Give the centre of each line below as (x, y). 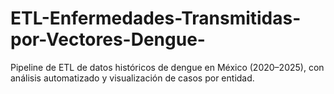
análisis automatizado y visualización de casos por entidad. (132, 78)
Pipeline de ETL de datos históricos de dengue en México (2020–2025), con (167, 67)
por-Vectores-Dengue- (108, 39)
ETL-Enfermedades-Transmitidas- (156, 18)
